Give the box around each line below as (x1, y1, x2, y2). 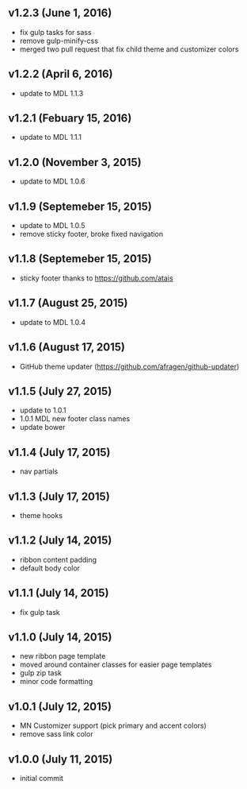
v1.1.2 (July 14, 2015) (8, 534, 112, 547)
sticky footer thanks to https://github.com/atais (19, 273, 173, 283)
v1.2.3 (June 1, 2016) (8, 6, 112, 20)
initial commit (19, 774, 63, 783)
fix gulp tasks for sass (19, 27, 93, 37)
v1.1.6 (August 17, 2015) (8, 341, 125, 354)
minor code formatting (19, 677, 93, 687)
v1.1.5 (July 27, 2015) (8, 385, 112, 398)
